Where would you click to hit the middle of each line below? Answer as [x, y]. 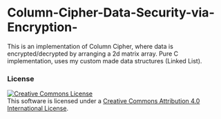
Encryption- [42, 27]
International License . [38, 109]
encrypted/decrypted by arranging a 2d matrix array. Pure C [93, 54]
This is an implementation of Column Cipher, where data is [90, 46]
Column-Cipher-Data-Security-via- [111, 13]
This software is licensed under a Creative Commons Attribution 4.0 [104, 101]
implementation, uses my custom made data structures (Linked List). [105, 61]
